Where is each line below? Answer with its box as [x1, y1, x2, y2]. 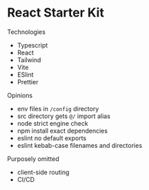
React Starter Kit [7, 5, 105, 21]
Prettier [17, 77, 39, 86]
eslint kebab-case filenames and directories [17, 141, 143, 149]
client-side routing [17, 168, 70, 176]
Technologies [7, 28, 46, 36]
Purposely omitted [7, 154, 60, 163]
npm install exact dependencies [17, 126, 108, 135]
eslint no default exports [17, 133, 87, 142]
